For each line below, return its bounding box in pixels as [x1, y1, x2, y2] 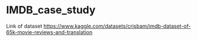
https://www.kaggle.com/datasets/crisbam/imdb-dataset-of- [43, 23, 191, 29]
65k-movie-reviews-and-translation [6, 28, 93, 35]
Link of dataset [6, 23, 42, 29]
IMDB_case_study [6, 3, 96, 17]
